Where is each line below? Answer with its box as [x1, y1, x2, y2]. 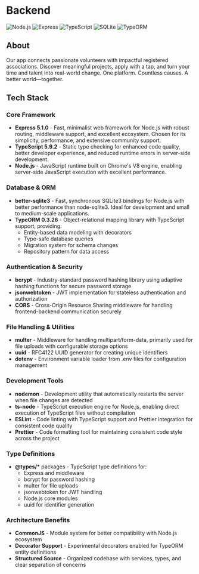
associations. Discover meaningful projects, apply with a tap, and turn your [6, 63, 190, 70]
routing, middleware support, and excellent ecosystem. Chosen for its [14, 131, 186, 138]
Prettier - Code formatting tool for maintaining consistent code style [14, 428, 183, 436]
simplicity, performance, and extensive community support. [14, 137, 161, 144]
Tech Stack [6, 93, 49, 103]
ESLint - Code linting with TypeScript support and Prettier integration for [14, 415, 193, 422]
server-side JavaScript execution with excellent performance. [14, 168, 167, 176]
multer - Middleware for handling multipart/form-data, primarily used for [14, 337, 193, 344]
